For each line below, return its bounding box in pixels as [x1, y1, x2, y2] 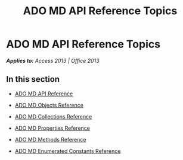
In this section [6, 74, 60, 84]
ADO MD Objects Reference [14, 101, 84, 108]
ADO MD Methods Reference [14, 136, 86, 143]
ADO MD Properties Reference [14, 124, 91, 132]
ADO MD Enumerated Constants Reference [14, 147, 121, 155]
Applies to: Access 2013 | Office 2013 [6, 57, 100, 64]
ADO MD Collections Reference [14, 113, 92, 120]
